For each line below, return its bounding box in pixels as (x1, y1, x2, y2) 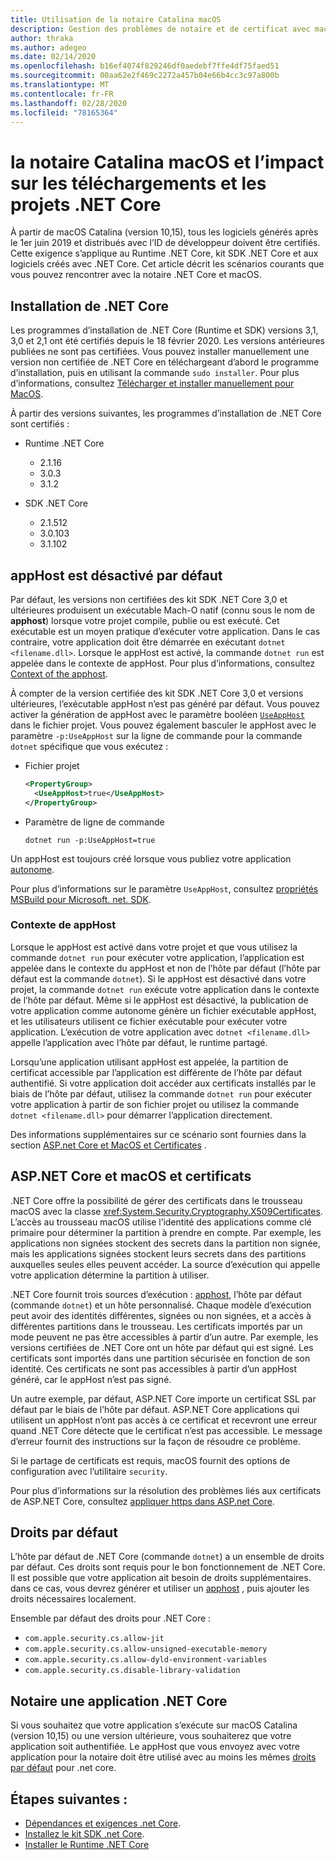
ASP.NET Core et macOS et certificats (10, 1168, 252, 1185)
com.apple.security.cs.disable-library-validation (24, 1666, 241, 1676)
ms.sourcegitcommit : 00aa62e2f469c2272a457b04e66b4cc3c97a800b (10, 71, 280, 81)
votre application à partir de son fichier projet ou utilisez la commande (10, 1098, 300, 1110)
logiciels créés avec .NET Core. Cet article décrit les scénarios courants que (10, 258, 325, 270)
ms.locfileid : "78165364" (10, 107, 118, 118)
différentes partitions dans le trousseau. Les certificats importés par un (10, 1320, 303, 1332)
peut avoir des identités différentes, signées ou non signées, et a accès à (10, 1309, 312, 1321)
